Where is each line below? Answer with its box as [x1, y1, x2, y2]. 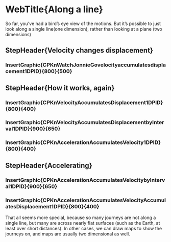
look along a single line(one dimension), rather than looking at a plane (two [5, 26, 162, 32]
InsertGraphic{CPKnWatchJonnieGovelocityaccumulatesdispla [5, 61, 166, 68]
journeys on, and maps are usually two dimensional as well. [5, 231, 130, 237]
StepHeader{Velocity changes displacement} [5, 46, 154, 55]
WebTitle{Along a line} [5, 4, 104, 15]
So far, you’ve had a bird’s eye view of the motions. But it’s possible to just [5, 20, 161, 27]
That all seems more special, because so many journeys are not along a [5, 214, 156, 221]
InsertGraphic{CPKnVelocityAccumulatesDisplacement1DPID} [5, 99, 163, 106]
